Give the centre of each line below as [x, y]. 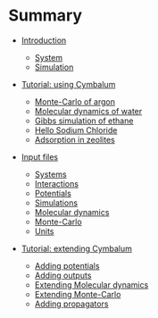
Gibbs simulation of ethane [84, 121]
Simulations [56, 203]
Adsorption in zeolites [75, 139]
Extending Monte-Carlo [78, 294]
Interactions [57, 183]
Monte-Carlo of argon [75, 101]
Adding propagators [71, 304]
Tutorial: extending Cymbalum [77, 248]
